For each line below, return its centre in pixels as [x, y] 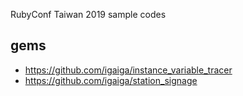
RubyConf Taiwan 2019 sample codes [88, 14]
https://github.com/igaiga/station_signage [111, 80]
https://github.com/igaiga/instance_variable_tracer [128, 70]
